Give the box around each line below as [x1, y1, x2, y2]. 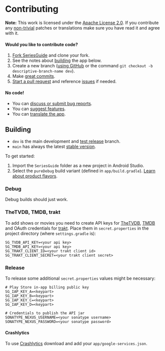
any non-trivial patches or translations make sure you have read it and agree [5, 25, 160, 30]
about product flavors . [12, 173, 58, 179]
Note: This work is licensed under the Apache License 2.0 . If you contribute [5, 20, 159, 26]
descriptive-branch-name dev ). [12, 68, 75, 74]
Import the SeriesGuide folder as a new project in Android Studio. [12, 163, 144, 169]
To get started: [5, 153, 35, 159]
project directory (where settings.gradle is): [5, 230, 96, 236]
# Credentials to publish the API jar [5, 311, 85, 316]
